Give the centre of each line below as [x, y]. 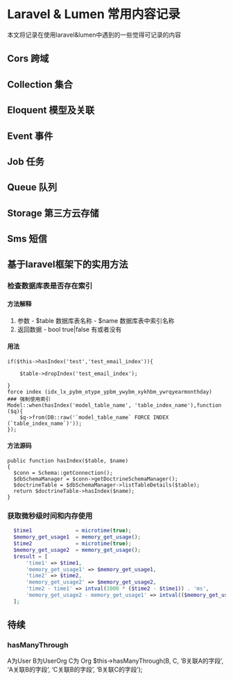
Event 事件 [30, 136]
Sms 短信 [27, 239]
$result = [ [31, 556]
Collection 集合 [40, 84]
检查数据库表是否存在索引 [50, 286]
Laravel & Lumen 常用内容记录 [94, 14]
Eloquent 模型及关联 [51, 111]
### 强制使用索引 [29, 399]
